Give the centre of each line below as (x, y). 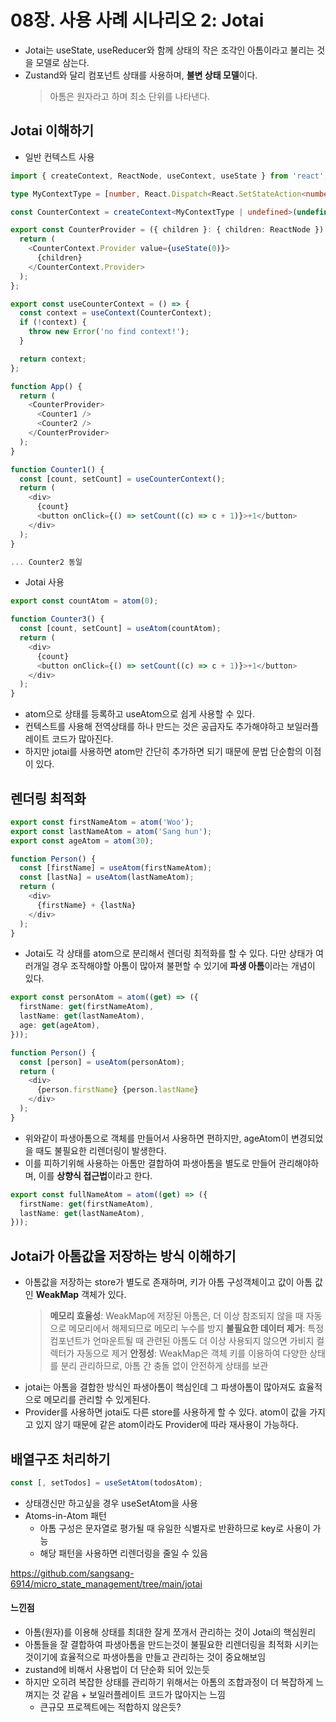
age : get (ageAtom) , (60, 1026)
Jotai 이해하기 (52, 131)
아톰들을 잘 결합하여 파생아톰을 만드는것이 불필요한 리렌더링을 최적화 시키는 (172, 1645)
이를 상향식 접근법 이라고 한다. (95, 1175)
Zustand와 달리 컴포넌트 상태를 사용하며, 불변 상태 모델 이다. (141, 75)
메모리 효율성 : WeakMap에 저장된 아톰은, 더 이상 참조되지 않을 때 (176, 1316)
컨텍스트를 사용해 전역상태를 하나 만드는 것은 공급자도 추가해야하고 (154, 727)
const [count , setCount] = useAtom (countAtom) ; (120, 629)
